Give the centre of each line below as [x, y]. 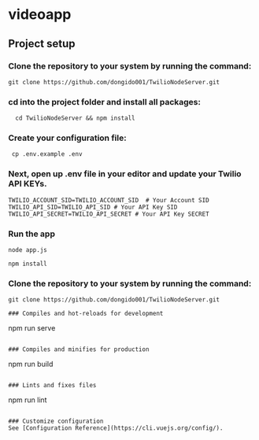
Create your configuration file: [68, 138]
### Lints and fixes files [52, 386]
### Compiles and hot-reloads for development [86, 314]
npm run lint [28, 400]
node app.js [28, 250]
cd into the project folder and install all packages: [104, 102]
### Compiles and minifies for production [79, 349]
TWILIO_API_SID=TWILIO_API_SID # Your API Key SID [93, 207]
